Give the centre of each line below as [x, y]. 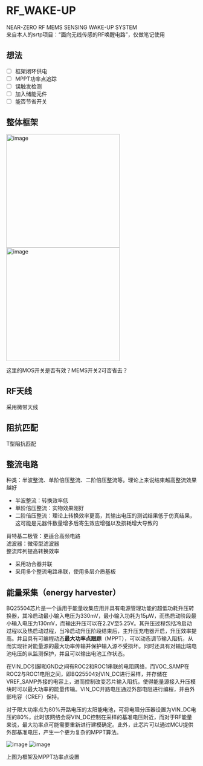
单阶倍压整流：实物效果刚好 [50, 508]
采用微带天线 [22, 407]
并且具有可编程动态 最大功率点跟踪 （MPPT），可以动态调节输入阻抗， [102, 638]
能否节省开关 [31, 101]
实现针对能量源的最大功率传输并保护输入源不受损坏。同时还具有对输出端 [101, 646]
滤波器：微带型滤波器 [33, 544]
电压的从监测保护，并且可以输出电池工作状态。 [69, 653]
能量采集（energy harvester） [63, 593]
